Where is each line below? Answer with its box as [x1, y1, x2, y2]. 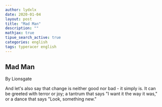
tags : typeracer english [5, 44, 57, 49]
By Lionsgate [5, 76, 32, 82]
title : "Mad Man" [5, 21, 41, 26]
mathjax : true [5, 30, 35, 35]
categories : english [5, 40, 48, 45]
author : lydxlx [5, 7, 37, 12]
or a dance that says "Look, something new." [5, 96, 97, 102]
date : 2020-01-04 [5, 12, 41, 17]
